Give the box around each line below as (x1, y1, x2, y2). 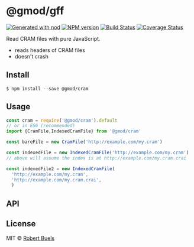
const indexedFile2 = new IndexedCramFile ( (6, 165, 115, 172)
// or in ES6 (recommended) (6, 123, 76, 129)
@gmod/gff (6, 4, 64, 18)
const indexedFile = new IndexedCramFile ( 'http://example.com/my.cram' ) (6, 149, 189, 156)
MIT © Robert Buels (6, 235, 55, 242)
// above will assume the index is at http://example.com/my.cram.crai (6, 155, 186, 161)
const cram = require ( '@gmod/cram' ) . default (6, 117, 118, 123)
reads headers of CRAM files (14, 46, 86, 54)
